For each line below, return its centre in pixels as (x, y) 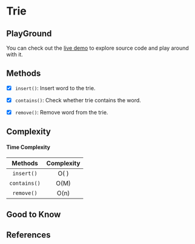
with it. (15, 54)
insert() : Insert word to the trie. (55, 88)
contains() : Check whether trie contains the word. (78, 100)
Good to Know (34, 214)
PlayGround (29, 34)
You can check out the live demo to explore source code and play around (97, 48)
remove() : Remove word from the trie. (61, 112)
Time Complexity (28, 147)
